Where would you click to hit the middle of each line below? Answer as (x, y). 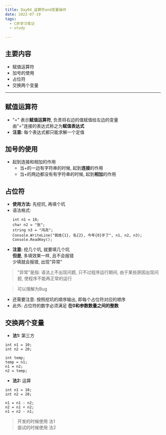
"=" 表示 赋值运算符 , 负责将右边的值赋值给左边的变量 (65, 119)
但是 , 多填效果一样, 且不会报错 (43, 256)
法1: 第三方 (23, 336)
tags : (11, 19)
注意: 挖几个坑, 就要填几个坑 (41, 249)
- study (18, 28)
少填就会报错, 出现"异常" (37, 262)
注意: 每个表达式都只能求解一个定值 (48, 132)
